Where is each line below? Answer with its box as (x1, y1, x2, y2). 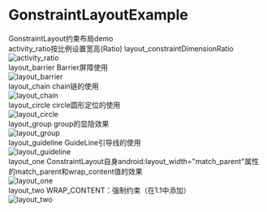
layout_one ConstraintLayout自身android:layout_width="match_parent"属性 (8, 156, 260, 166)
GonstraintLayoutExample (8, 6, 188, 24)
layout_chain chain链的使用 (8, 81, 99, 91)
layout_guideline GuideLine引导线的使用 (8, 137, 142, 147)
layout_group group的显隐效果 (8, 119, 110, 128)
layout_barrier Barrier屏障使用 (8, 63, 108, 72)
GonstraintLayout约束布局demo (8, 33, 114, 43)
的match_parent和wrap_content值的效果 (8, 167, 143, 176)
